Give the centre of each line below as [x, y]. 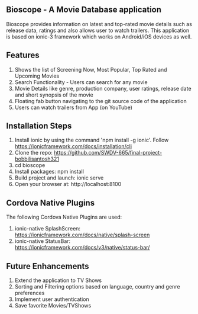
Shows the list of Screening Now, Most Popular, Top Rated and [91, 69]
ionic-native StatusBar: [43, 241]
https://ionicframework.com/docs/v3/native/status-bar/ [82, 248]
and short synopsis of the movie [54, 95]
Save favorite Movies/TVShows [53, 306]
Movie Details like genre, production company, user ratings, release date [103, 88]
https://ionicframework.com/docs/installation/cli [73, 146]
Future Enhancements [48, 266]
